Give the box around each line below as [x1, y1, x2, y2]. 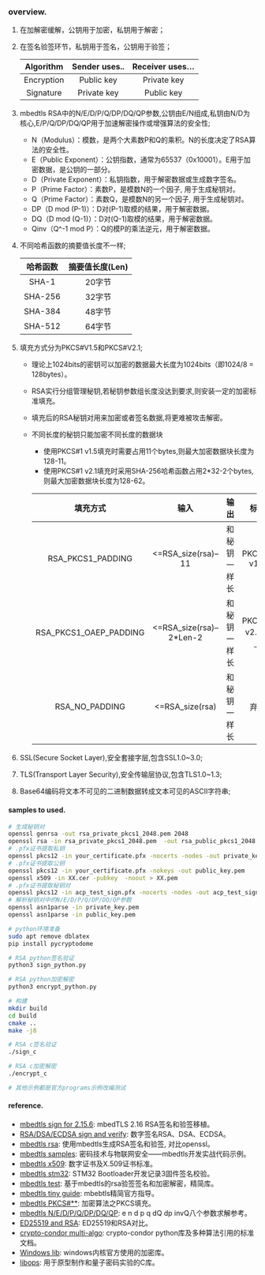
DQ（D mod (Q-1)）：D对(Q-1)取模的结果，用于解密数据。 [31, 214, 217, 223]
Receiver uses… [132, 62, 195, 73]
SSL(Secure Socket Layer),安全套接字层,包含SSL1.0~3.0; [19, 753, 203, 763]
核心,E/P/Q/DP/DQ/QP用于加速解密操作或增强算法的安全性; [19, 118, 211, 128]
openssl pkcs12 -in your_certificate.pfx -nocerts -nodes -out [8, 852, 221, 860]
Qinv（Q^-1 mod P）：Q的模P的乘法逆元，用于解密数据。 [31, 224, 215, 234]
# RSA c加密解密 [8, 1063, 57, 1071]
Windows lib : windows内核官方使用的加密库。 [19, 1247, 169, 1257]
